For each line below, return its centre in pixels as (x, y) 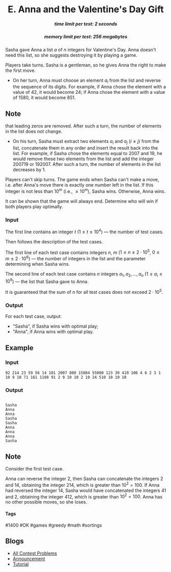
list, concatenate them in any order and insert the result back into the (85, 148)
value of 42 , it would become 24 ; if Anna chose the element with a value (89, 92)
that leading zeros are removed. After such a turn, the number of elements (83, 126)
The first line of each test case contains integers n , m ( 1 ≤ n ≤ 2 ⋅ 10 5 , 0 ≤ (82, 252)
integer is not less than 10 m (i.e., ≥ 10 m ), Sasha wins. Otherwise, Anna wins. (86, 191)
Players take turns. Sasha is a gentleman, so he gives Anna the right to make (86, 65)
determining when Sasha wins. (38, 264)
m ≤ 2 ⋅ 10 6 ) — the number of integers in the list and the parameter (76, 258)
